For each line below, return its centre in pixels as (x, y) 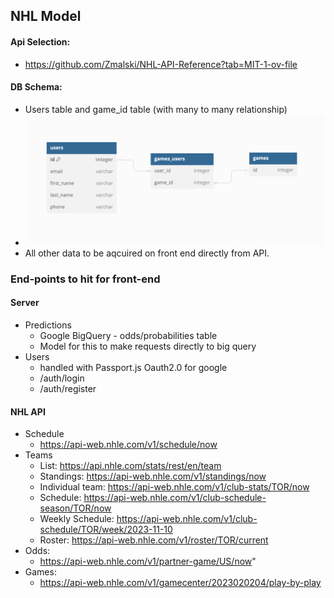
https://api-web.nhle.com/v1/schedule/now (128, 445)
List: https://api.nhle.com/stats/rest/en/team (130, 466)
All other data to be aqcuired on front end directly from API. (147, 253)
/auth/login (62, 378)
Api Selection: (40, 41)
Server (25, 303)
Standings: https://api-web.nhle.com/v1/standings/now (153, 476)
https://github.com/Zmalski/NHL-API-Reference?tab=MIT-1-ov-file (161, 64)
